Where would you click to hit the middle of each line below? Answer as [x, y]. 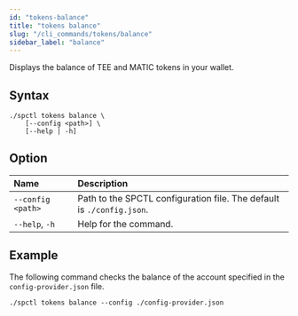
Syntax [29, 95]
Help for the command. [125, 224]
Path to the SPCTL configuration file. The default [178, 198]
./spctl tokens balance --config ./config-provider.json [117, 303]
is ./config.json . [113, 209]
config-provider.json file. [57, 286]
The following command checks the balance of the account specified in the [147, 277]
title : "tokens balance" [55, 26]
